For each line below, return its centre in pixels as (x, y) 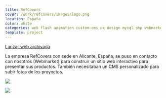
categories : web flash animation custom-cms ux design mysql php (74, 28)
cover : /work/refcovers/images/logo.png (47, 14)
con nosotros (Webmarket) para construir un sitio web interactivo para (77, 61)
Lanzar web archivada (28, 47)
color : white (19, 23)
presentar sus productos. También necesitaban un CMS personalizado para (82, 66)
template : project (24, 33)
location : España (23, 19)
